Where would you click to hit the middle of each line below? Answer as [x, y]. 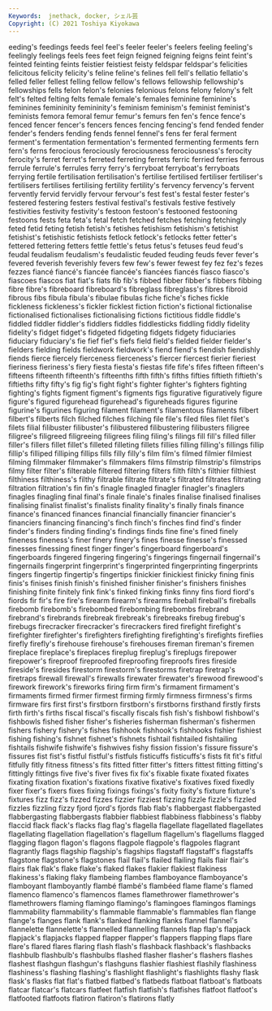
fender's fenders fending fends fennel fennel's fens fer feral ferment [123, 133]
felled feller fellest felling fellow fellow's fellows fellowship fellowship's [126, 81]
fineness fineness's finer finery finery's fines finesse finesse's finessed [128, 540]
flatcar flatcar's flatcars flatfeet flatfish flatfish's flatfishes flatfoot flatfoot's [133, 989]
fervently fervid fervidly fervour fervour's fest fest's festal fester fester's [129, 194]
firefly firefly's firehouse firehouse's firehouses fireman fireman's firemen [131, 643]
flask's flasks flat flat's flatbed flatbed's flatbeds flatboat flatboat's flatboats [135, 981]
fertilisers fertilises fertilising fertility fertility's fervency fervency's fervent [131, 185]
